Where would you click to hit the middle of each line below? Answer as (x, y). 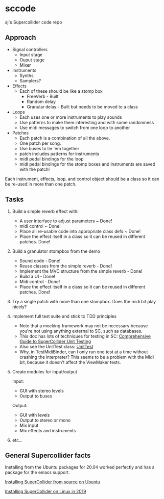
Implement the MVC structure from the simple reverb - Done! (81, 271)
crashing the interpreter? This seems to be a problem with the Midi (87, 357)
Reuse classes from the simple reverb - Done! (66, 266)
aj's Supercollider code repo (34, 22)
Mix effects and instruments (48, 430)
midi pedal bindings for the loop (52, 159)
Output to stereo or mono (45, 420)
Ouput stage (32, 60)
